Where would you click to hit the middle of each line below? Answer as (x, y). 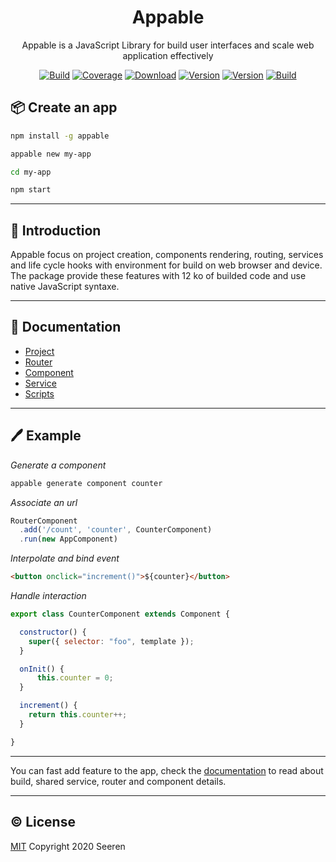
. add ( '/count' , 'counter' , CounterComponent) (116, 530)
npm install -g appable (60, 136)
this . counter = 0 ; (75, 678)
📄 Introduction (56, 230)
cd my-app (31, 172)
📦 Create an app (64, 107)
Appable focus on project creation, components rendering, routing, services (167, 255)
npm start (31, 190)
